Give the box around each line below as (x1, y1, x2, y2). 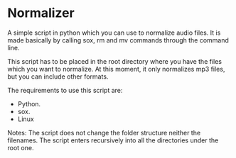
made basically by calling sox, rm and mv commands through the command (7, 35, 230, 44)
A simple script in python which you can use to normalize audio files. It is (7, 28, 221, 37)
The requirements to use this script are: (7, 86, 123, 94)
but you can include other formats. (7, 72, 109, 81)
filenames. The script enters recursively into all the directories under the (7, 136, 219, 145)
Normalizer (7, 5, 75, 21)
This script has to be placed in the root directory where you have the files (7, 57, 222, 65)
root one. (7, 143, 34, 152)
